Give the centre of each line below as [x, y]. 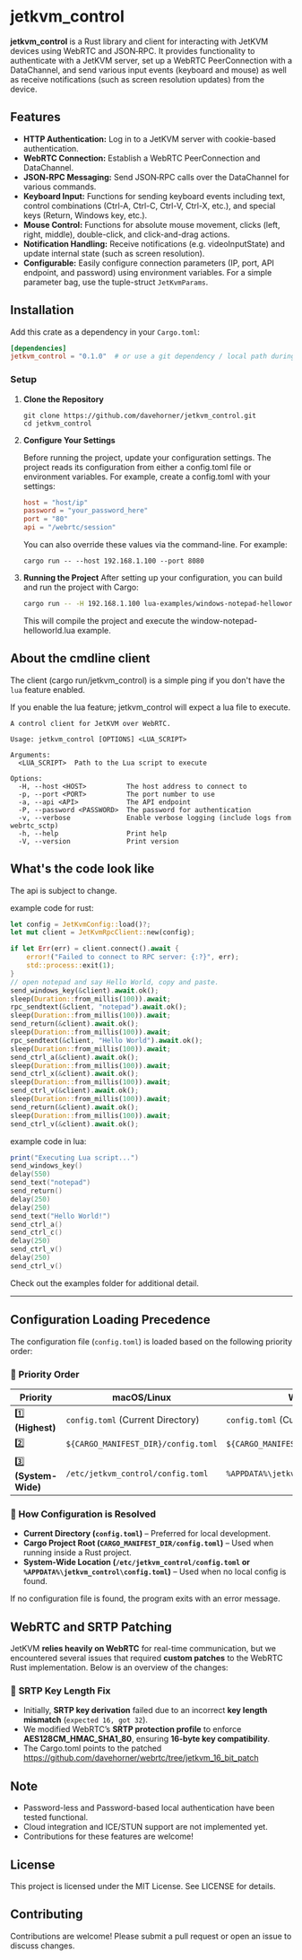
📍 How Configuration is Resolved [83, 1514]
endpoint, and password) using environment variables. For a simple [147, 272]
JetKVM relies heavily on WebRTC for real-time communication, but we [143, 1649]
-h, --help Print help [93, 833]
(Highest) [35, 1427]
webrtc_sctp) [35, 826]
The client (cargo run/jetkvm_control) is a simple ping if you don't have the [148, 680]
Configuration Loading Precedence [110, 1320]
